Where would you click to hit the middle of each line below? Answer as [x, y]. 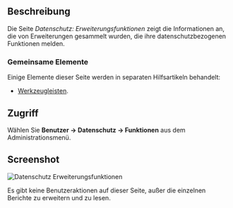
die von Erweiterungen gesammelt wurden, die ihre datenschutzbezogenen [117, 36]
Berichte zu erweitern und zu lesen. [59, 197]
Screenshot [34, 160]
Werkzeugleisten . [43, 91]
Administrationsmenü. [39, 137]
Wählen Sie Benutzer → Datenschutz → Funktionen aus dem [96, 130]
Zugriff [23, 113]
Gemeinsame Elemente [48, 61]
